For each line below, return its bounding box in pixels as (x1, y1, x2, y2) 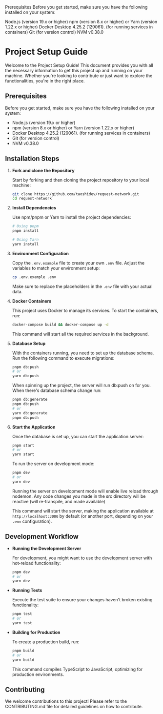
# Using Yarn (12, 237, 39, 242)
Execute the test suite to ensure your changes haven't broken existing (12, 597, 153, 603)
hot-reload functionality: (12, 560, 61, 566)
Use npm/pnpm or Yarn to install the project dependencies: (12, 214, 131, 220)
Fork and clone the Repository (12, 167, 75, 173)
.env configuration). (12, 518, 52, 524)
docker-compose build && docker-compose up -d (12, 322, 109, 327)
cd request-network (12, 196, 52, 201)
